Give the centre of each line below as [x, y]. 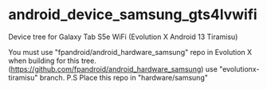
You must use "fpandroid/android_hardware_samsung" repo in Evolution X [130, 52]
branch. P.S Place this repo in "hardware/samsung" [124, 77]
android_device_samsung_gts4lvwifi [133, 15]
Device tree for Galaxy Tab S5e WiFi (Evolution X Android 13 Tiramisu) [123, 37]
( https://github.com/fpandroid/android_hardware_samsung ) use [113, 68]
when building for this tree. [53, 61]
